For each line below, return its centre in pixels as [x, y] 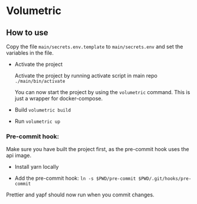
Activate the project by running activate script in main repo [86, 76]
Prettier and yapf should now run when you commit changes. [80, 195]
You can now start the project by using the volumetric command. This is [102, 92]
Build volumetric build [43, 110]
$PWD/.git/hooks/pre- [165, 179]
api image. [19, 155]
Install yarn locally [37, 167]
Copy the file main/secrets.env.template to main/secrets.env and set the [95, 46]
